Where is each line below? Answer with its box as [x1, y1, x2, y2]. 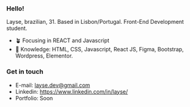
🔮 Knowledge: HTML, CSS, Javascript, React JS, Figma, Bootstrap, [15, 46, 184, 53]
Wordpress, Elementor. [15, 52, 74, 59]
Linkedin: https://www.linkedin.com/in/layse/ [15, 87, 128, 95]
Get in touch [6, 67, 44, 76]
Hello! [6, 4, 25, 13]
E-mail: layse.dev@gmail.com [15, 81, 91, 89]
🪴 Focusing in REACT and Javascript [15, 37, 110, 44]
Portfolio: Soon [15, 94, 53, 101]
